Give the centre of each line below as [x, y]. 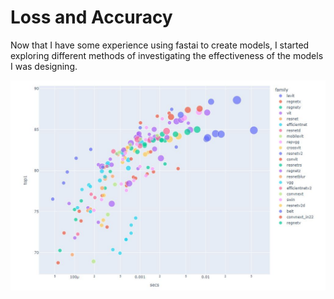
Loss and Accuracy [91, 17]
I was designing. [44, 66]
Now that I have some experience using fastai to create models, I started [160, 45]
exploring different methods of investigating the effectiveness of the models [167, 55]
